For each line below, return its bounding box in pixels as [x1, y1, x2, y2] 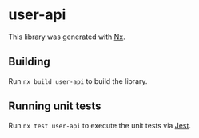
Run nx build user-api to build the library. [8, 76, 148, 85]
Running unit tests [8, 100, 101, 113]
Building [8, 55, 50, 69]
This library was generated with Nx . [8, 32, 125, 41]
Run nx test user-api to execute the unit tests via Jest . [8, 120, 192, 130]
